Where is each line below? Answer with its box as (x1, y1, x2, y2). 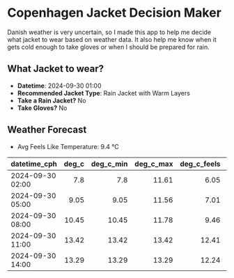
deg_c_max (134, 159, 173, 169)
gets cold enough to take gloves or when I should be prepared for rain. (7, 43, 210, 51)
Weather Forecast (7, 124, 87, 136)
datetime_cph (10, 159, 58, 169)
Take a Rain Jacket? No (17, 96, 86, 105)
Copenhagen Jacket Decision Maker (7, 5, 221, 21)
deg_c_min (91, 159, 128, 169)
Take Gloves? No (17, 103, 68, 112)
